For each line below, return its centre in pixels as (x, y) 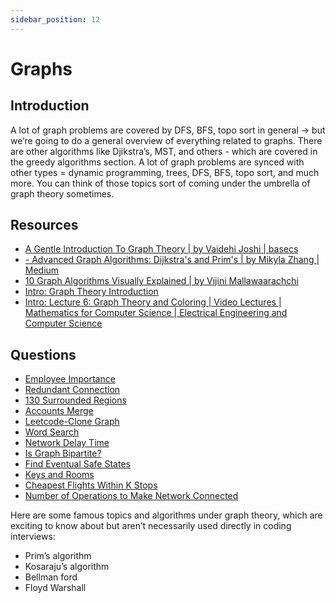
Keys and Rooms (59, 475)
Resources (44, 225)
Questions (43, 354)
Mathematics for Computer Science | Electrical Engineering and (156, 313)
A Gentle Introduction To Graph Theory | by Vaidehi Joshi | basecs (161, 249)
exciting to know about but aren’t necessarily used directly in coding (151, 526)
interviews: (33, 537)
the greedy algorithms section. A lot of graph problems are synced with (157, 162)
